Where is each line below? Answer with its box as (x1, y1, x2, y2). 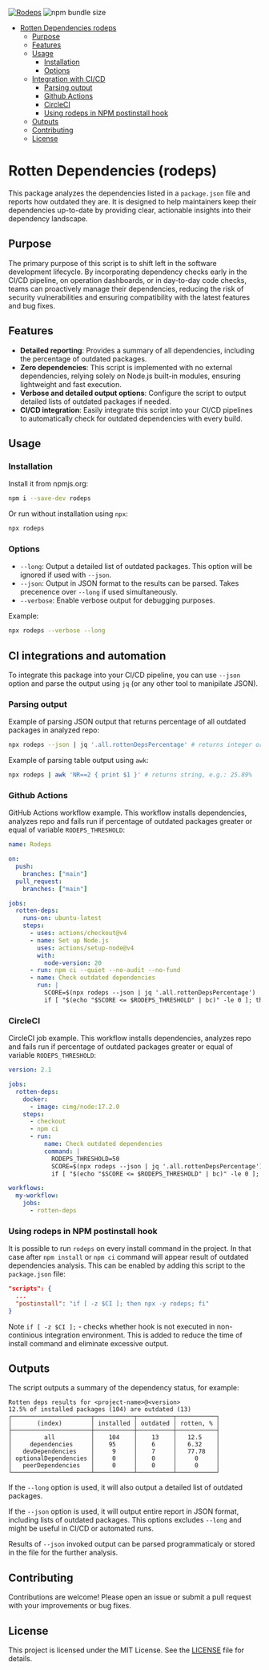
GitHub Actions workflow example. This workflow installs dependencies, (8, 808, 247, 817)
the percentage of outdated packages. (19, 353, 147, 364)
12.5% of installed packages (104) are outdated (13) (8, 1406, 192, 1414)
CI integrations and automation (8, 649, 167, 663)
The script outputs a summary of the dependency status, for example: (8, 1383, 239, 1393)
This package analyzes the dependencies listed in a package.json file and (8, 188, 251, 198)
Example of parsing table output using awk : (8, 756, 149, 765)
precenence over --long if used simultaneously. (19, 587, 179, 597)
